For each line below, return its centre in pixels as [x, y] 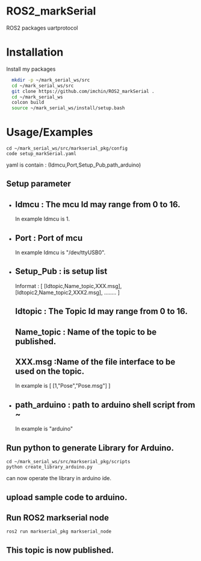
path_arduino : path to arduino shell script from [105, 405]
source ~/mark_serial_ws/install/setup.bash [68, 108]
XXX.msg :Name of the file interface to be [95, 362]
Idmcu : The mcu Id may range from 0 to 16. [97, 204]
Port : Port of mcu [49, 238]
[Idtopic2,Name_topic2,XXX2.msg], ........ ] [67, 292]
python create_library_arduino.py [50, 467]
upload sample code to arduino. [67, 497]
